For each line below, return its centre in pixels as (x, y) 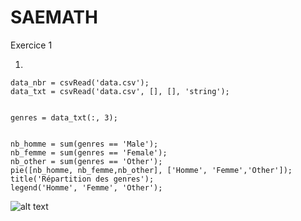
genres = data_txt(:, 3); (64, 117)
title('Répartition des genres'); (82, 179)
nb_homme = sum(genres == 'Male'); (84, 144)
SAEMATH (54, 17)
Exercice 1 (31, 45)
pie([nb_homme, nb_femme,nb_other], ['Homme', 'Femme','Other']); (151, 170)
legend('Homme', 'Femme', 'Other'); (86, 187)
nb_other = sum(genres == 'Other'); (86, 161)
